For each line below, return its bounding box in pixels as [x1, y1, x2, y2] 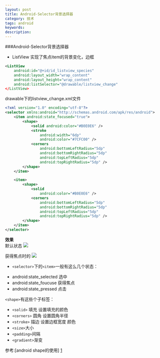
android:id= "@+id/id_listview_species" [14, 68, 95, 73]
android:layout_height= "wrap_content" [14, 77, 92, 82]
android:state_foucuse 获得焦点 [12, 280, 75, 286]
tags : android [5, 20, 34, 26]
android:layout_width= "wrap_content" [14, 72, 90, 78]
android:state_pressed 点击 [12, 286, 67, 292]
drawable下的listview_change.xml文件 [5, 96, 81, 102]
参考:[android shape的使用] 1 [5, 347, 63, 353]
